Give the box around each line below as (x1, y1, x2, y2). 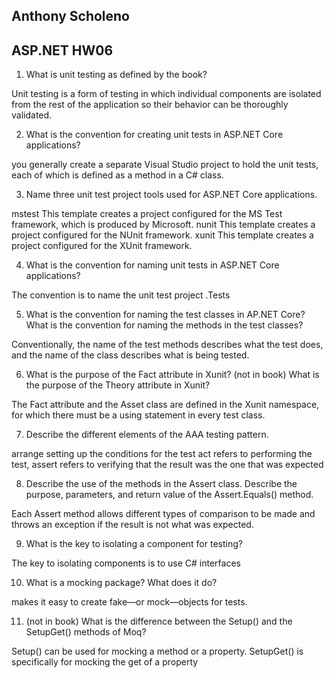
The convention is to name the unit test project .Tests (11, 289, 231, 301)
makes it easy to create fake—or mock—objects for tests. (11, 596, 248, 608)
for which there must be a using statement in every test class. (11, 409, 266, 421)
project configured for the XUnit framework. (11, 240, 193, 252)
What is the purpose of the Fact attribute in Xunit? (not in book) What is (25, 369, 320, 381)
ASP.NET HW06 (11, 42, 114, 59)
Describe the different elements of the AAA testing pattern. (25, 429, 269, 441)
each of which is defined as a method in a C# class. (11, 169, 224, 181)
